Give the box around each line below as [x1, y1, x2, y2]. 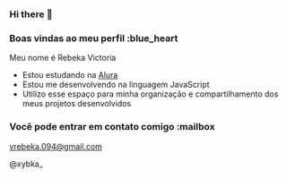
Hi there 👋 [9, 8, 54, 21]
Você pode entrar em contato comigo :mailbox [9, 121, 215, 133]
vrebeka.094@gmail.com [9, 140, 103, 151]
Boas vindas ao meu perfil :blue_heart [9, 31, 178, 44]
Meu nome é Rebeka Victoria [9, 53, 117, 64]
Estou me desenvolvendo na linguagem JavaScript [22, 80, 210, 90]
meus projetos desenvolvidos [22, 98, 132, 109]
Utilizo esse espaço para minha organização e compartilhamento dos [22, 89, 279, 99]
